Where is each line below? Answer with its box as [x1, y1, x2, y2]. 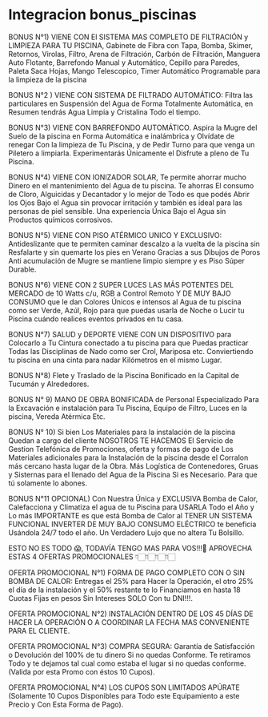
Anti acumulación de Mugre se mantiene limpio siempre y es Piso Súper [8, 256, 246, 265]
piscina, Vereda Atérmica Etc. [8, 411, 106, 421]
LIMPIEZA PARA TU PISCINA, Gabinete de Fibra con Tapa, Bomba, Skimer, [8, 40, 254, 50]
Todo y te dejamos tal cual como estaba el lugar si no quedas [8, 659, 210, 668]
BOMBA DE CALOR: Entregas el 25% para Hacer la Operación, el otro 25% [8, 576, 254, 586]
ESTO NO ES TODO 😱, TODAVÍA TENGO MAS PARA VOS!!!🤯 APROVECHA [8, 543, 253, 553]
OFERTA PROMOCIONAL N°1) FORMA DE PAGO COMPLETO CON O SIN [8, 567, 246, 578]
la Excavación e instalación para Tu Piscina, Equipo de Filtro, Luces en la [8, 403, 248, 413]
